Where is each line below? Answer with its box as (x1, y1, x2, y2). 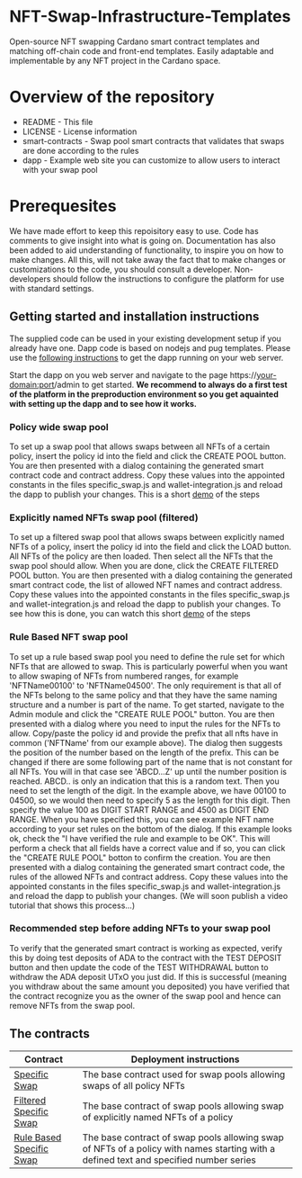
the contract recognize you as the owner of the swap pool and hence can (9, 990, 281, 1001)
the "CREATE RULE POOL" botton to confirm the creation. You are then (9, 852, 271, 863)
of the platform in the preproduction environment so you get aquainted (9, 389, 279, 400)
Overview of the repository (9, 87, 215, 107)
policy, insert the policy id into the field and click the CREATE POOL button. (9, 450, 287, 461)
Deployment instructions (130, 1053, 240, 1066)
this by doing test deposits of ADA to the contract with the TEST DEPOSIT (9, 952, 282, 963)
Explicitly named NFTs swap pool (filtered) (9, 511, 200, 524)
